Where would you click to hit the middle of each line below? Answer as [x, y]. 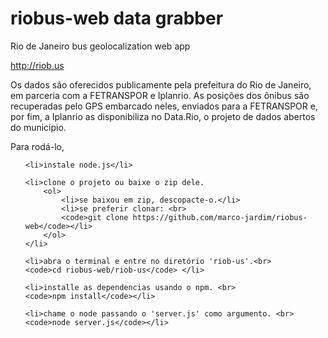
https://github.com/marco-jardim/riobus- [220, 217]
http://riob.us [37, 65]
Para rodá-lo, [37, 146]
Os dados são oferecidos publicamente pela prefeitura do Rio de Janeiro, [161, 84]
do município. [38, 127]
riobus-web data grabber [117, 18]
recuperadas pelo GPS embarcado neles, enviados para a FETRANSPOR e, [164, 106]
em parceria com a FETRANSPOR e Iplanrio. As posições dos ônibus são [160, 95]
